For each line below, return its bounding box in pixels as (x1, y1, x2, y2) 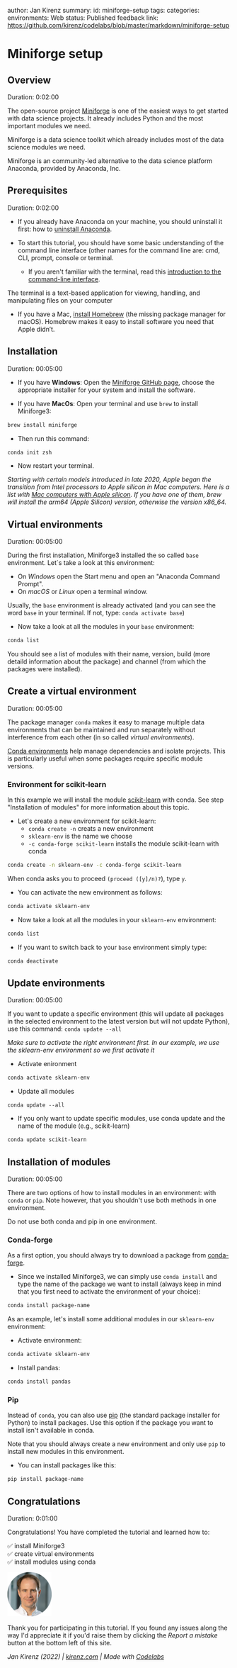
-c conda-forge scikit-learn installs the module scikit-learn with (28, 839, 219, 848)
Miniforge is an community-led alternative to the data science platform (7, 157, 213, 165)
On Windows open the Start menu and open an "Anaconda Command (17, 572, 221, 581)
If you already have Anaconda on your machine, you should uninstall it (17, 217, 223, 225)
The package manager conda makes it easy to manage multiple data (7, 717, 205, 726)
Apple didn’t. (17, 325, 55, 333)
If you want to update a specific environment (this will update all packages (7, 1009, 224, 1018)
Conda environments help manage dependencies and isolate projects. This (7, 746, 226, 755)
